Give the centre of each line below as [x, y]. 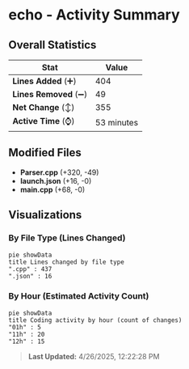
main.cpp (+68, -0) [52, 189]
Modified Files [45, 153]
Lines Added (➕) [44, 81]
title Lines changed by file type [67, 262]
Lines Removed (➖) [50, 94]
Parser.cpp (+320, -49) [59, 172]
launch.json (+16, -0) [56, 180]
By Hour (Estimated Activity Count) [79, 296]
